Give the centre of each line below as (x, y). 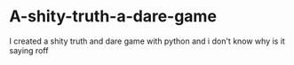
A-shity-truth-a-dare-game (113, 16)
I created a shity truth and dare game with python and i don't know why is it (147, 41)
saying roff (29, 50)
